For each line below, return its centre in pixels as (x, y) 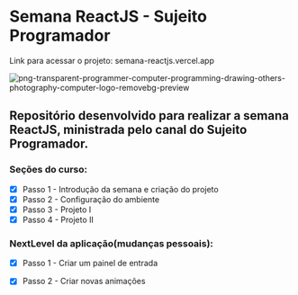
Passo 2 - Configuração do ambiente (91, 199)
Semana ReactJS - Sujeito (108, 17)
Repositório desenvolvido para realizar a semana (149, 116)
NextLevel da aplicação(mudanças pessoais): (112, 243)
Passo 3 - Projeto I (57, 210)
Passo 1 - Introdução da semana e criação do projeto (120, 189)
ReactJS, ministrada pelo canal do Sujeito (128, 130)
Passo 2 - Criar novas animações (84, 282)
